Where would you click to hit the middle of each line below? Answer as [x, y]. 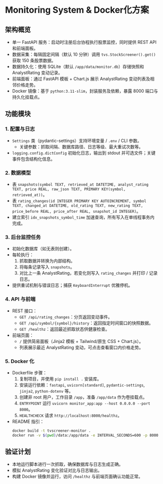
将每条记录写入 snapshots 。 [47, 267]
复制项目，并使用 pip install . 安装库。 [60, 379]
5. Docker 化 [20, 361]
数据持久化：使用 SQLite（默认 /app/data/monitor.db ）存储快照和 [78, 67]
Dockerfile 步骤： [29, 373]
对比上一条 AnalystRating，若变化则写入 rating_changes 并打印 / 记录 [89, 273]
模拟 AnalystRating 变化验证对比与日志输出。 [57, 470]
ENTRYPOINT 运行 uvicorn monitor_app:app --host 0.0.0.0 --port [85, 403]
